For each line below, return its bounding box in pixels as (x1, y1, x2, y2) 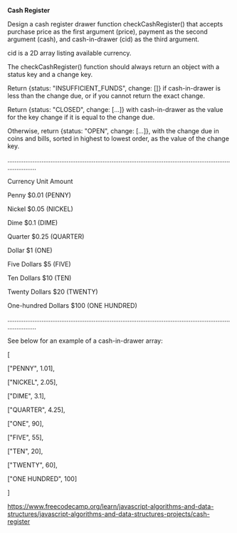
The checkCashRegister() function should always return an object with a (7, 63, 220, 71)
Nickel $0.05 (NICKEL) (7, 205, 73, 213)
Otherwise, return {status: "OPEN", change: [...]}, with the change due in (7, 127, 219, 135)
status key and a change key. (7, 71, 93, 78)
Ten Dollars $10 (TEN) (7, 274, 72, 282)
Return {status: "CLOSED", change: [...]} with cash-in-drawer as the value (7, 105, 223, 113)
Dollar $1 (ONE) (7, 246, 53, 254)
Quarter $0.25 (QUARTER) (7, 232, 85, 241)
